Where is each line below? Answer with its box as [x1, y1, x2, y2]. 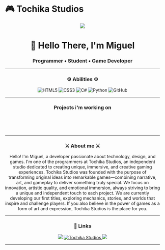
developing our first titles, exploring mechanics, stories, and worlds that [10, 195, 155, 201]
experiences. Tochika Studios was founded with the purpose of [18, 169, 147, 175]
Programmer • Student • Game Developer [32, 57, 133, 64]
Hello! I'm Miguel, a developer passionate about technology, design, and [9, 154, 156, 160]
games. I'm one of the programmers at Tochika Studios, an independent [9, 159, 156, 165]
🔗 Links [73, 222, 92, 229]
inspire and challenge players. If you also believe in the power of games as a [5, 200, 160, 206]
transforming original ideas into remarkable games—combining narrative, [8, 174, 157, 180]
